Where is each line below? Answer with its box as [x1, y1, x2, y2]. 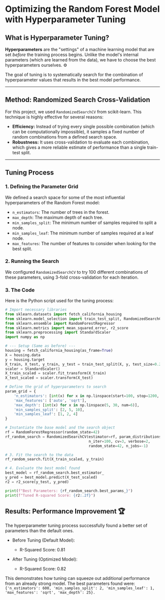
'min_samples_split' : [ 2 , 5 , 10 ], [14, 407, 84, 412]
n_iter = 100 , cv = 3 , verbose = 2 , [88, 439, 151, 444]
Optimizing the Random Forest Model [5, 3, 160, 15]
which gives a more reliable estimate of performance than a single [12, 144, 146, 150]
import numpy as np [5, 335, 45, 340]
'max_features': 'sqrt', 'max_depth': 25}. [5, 590, 96, 595]
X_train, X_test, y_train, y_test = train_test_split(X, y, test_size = [5, 362, 155, 367]
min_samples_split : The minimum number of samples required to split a [12, 220, 157, 226]
